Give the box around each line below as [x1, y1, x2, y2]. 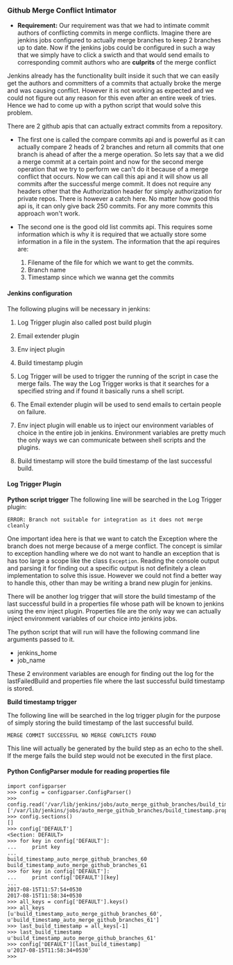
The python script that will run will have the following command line [7, 627, 200, 636]
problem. [7, 108, 33, 117]
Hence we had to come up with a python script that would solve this [7, 101, 202, 110]
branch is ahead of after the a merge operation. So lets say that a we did [17, 150, 224, 158]
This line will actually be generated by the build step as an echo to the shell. [7, 744, 224, 752]
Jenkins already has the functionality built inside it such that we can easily [7, 72, 220, 80]
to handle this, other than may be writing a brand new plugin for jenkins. [7, 579, 213, 587]
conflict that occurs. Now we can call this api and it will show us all [17, 172, 208, 181]
